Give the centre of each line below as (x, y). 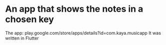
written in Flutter (22, 38)
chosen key (30, 19)
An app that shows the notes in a (74, 9)
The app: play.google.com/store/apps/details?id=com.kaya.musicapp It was (83, 33)
